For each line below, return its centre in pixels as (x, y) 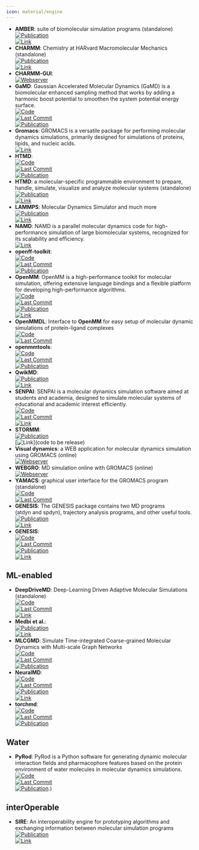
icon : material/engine (34, 12)
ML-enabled (29, 576)
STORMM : (27, 429)
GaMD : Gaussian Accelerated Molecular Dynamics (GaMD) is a (92, 86)
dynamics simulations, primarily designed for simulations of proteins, (99, 137)
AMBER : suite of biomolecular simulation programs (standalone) (94, 29)
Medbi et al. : (30, 622)
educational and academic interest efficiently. (71, 404)
